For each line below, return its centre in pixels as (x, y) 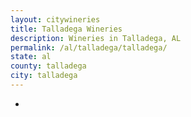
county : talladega (48, 66)
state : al (31, 57)
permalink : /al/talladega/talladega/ (89, 47)
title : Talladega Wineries (66, 29)
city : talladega (44, 76)
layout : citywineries (55, 19)
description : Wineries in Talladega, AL (96, 38)
